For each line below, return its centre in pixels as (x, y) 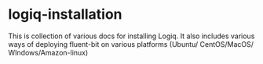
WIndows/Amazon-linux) (48, 52)
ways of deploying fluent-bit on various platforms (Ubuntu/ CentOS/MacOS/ (131, 44)
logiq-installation (66, 14)
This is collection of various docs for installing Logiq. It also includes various (131, 36)
